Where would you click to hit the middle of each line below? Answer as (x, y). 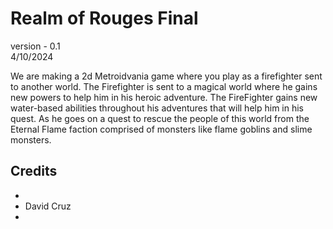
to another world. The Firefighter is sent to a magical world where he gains (164, 86)
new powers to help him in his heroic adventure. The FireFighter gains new (164, 97)
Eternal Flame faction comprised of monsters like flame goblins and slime (161, 129)
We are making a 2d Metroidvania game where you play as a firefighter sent (166, 76)
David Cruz (48, 206)
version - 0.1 (35, 46)
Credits (34, 171)
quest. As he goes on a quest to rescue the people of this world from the (160, 118)
